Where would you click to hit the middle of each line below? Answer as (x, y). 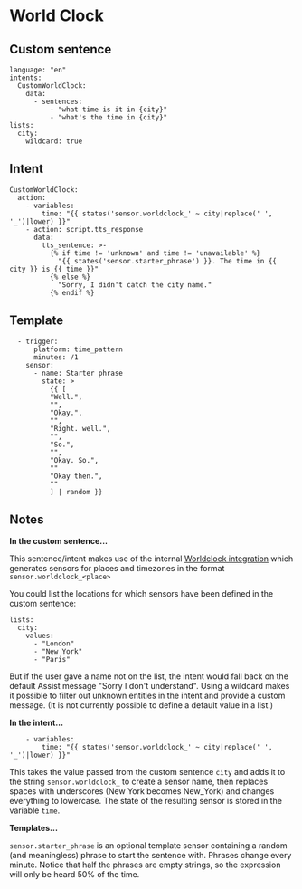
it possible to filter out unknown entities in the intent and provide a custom (147, 696)
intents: (26, 78)
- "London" (54, 644)
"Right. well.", (80, 428)
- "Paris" (52, 660)
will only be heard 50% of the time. (75, 875)
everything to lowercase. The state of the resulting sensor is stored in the (146, 801)
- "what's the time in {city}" (109, 118)
